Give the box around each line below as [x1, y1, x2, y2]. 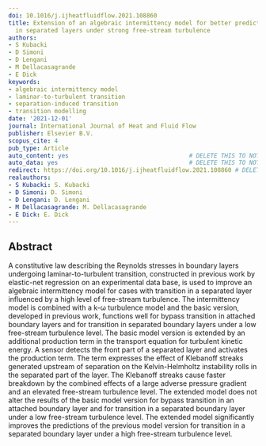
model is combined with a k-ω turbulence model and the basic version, [8, 303, 240, 313]
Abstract [8, 239, 53, 253]
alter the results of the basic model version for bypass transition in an [8, 395, 235, 405]
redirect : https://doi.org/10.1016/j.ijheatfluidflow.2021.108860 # [8, 166, 239, 174]
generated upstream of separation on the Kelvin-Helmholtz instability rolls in [8, 362, 257, 372]
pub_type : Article [8, 144, 69, 152]
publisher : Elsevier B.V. [8, 129, 93, 137]
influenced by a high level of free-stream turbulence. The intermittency [8, 295, 240, 304]
